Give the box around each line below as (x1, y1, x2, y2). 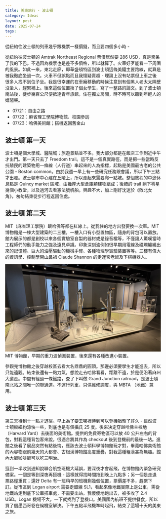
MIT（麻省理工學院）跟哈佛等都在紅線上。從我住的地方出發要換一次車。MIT (5, 223, 160, 229)
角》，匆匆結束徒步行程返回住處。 (5, 193, 73, 199)
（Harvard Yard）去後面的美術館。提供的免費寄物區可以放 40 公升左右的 (5, 430, 153, 437)
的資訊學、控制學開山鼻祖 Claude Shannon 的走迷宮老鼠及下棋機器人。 (5, 254, 150, 260)
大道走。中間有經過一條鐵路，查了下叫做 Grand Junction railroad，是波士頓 (5, 376, 159, 382)
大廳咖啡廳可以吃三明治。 (9, 455, 62, 461)
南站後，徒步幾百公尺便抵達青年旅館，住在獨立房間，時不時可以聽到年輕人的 (5, 91, 161, 97)
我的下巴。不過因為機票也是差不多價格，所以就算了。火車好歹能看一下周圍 (9, 60, 161, 66)
